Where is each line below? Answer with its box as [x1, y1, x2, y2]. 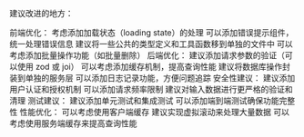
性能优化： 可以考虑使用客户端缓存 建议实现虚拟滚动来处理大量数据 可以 [19, 107, 289, 117]
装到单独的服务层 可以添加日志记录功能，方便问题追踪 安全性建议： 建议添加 [9, 73, 296, 83]
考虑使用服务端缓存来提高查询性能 [9, 118, 137, 129]
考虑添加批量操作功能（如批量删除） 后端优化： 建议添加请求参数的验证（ [9, 50, 285, 61]
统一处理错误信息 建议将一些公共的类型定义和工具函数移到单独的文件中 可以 [9, 39, 293, 49]
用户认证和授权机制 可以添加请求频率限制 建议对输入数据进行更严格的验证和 [9, 84, 293, 94]
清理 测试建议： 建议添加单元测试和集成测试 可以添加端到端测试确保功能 [9, 95, 279, 106]
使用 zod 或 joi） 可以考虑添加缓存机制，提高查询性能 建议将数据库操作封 [16, 62, 291, 72]
